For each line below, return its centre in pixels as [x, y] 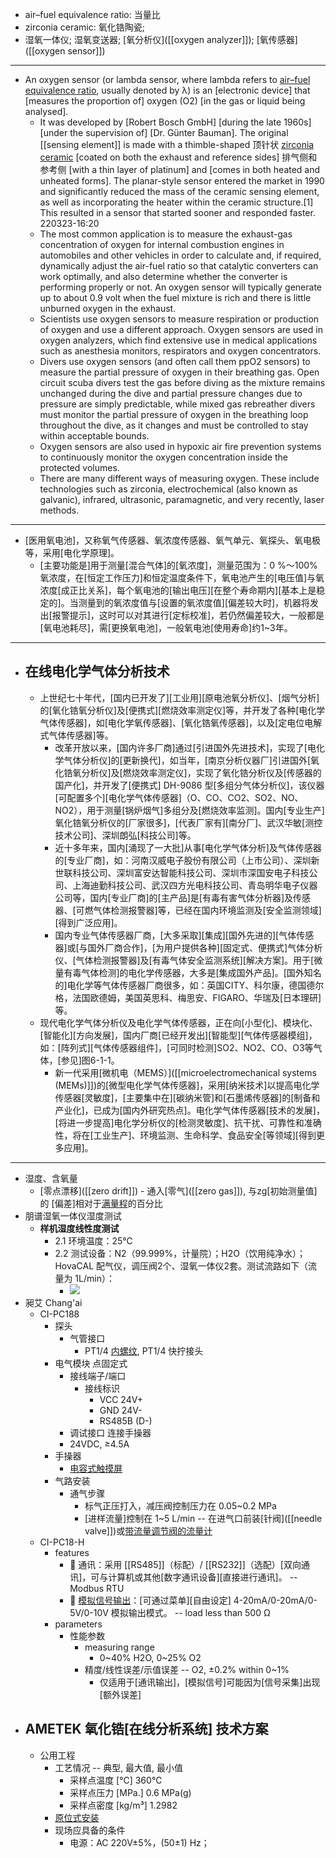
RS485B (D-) [126, 1420]
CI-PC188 [59, 1314]
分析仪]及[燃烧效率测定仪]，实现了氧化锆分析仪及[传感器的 [201, 772]
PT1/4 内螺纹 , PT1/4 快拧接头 [144, 1350]
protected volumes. [79, 467]
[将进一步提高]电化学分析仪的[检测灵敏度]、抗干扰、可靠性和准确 [188, 1122]
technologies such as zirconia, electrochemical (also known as [168, 489]
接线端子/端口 [98, 1375]
